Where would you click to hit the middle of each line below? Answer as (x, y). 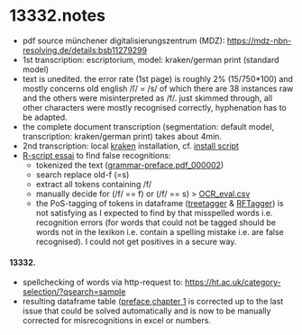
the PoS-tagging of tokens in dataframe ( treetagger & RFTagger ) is (160, 203)
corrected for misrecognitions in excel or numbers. (117, 321)
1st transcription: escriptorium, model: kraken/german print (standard (151, 59)
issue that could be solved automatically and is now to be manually (146, 311)
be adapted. (45, 117)
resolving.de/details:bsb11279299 (84, 50)
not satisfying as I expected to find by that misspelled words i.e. (154, 213)
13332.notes (58, 16)
